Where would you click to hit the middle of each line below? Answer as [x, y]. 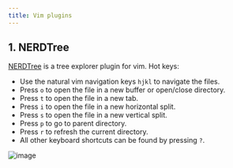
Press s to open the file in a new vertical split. [93, 115]
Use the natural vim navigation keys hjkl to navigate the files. [120, 82]
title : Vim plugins [40, 15]
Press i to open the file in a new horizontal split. [98, 106]
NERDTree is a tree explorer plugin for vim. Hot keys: [94, 66]
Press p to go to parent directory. [73, 124]
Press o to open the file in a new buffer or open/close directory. [122, 90]
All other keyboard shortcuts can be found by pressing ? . [112, 140]
